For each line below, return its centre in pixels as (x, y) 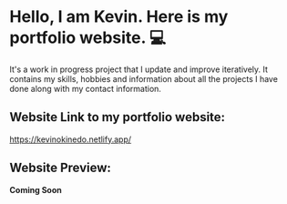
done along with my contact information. (86, 88)
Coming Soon (36, 189)
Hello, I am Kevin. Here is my (119, 17)
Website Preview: (61, 168)
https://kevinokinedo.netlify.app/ (71, 139)
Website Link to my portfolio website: (118, 117)
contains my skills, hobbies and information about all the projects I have (143, 78)
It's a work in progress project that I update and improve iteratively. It (139, 69)
